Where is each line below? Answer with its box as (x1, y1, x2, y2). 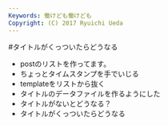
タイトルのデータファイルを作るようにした (19, 88, 161, 98)
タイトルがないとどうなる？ (19, 99, 112, 108)
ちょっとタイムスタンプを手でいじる (19, 68, 140, 78)
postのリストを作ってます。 (19, 59, 110, 68)
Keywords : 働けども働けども (8, 11, 92, 20)
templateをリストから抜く (19, 79, 106, 88)
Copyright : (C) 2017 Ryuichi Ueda (8, 19, 124, 27)
